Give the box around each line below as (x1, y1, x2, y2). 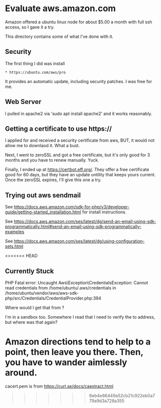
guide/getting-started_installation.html (5, 209, 81, 215)
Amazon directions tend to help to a (5, 336, 151, 347)
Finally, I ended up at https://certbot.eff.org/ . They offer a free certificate (5, 167, 149, 172)
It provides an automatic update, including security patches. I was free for (5, 78, 152, 84)
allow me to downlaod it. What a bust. (5, 143, 80, 149)
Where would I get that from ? (5, 305, 64, 310)
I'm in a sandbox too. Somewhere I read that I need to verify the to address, (5, 314, 156, 320)
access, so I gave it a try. (5, 24, 55, 30)
